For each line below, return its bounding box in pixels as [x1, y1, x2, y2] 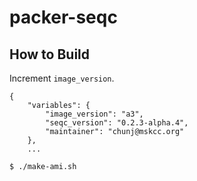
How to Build [9, 46, 91, 63]
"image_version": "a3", [45, 109, 144, 119]
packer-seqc [9, 6, 118, 29]
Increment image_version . [9, 72, 115, 84]
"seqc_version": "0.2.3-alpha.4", [45, 118, 189, 128]
